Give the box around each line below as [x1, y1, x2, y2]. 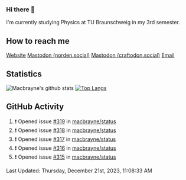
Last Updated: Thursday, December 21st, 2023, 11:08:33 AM [6, 167, 152, 174]
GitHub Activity [6, 102, 64, 112]
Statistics [6, 69, 43, 79]
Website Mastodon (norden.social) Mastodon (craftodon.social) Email [6, 52, 175, 59]
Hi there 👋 [6, 5, 35, 14]
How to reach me [6, 36, 70, 46]
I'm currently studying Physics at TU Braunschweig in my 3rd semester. [6, 19, 180, 26]
